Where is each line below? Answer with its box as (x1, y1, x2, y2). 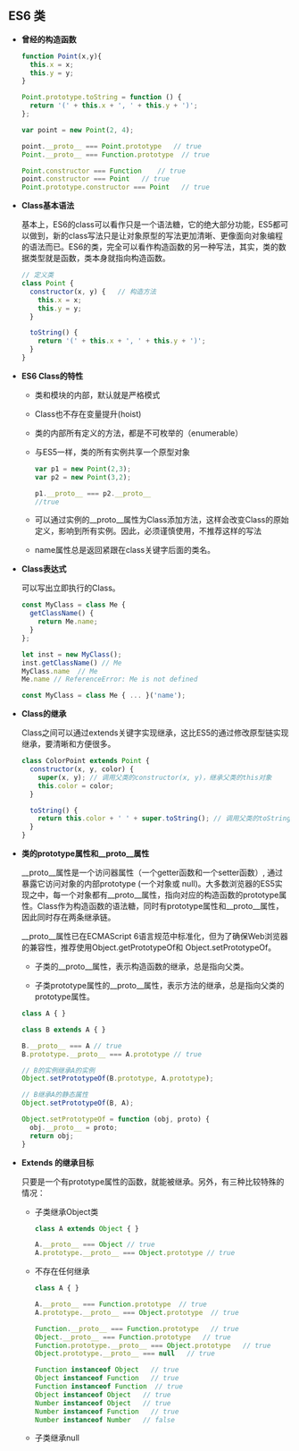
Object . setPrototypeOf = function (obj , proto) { (21, 1115, 211, 1124)
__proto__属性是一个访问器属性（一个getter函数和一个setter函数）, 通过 (21, 867, 283, 878)
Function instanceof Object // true (34, 1365, 179, 1375)
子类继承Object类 (34, 1206, 99, 1217)
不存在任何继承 (34, 1266, 90, 1277)
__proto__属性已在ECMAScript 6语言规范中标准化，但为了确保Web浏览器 (21, 931, 288, 942)
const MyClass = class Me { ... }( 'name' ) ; (21, 692, 187, 700)
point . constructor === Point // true (21, 174, 170, 183)
